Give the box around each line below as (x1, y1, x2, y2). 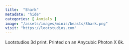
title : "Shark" (5, 7, 39, 12)
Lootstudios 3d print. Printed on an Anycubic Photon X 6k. (5, 39, 125, 45)
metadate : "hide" (5, 12, 41, 17)
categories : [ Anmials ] (5, 16, 57, 21)
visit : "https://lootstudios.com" (5, 26, 77, 31)
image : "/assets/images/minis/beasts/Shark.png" (5, 21, 108, 26)
